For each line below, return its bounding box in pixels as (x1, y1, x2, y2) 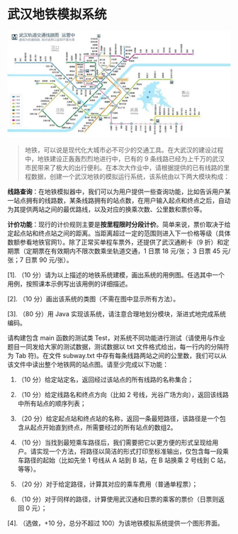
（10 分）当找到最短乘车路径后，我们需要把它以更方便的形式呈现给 (17, 438, 212, 447)
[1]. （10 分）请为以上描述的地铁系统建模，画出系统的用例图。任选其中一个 (7, 271, 225, 279)
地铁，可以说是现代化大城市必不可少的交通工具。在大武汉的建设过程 (24, 146, 224, 155)
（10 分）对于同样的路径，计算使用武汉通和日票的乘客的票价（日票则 (17, 495, 219, 504)
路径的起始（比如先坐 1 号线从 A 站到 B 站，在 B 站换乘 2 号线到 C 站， (23, 456, 230, 465)
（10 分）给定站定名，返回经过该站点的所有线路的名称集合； (17, 375, 194, 384)
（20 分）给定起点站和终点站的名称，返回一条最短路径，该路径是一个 (17, 414, 220, 423)
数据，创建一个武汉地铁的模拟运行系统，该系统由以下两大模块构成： (30, 172, 230, 181)
